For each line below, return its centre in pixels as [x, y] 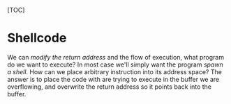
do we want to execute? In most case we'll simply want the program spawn [115, 64]
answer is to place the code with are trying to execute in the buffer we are [113, 79]
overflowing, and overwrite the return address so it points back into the [109, 87]
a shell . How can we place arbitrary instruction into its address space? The [114, 71]
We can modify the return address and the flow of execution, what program [116, 57]
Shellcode [37, 38]
